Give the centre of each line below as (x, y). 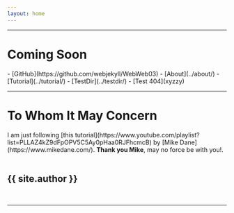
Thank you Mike (120, 149)
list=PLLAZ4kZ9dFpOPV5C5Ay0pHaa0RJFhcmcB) (79, 142)
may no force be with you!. (185, 149)
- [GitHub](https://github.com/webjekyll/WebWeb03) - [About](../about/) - (114, 74)
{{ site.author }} (42, 179)
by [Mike (166, 142)
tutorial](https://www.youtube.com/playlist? (137, 135)
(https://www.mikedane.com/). (51, 149)
